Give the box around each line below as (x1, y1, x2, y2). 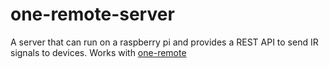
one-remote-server (10, 3, 175, 26)
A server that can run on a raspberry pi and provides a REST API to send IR (10, 36, 319, 48)
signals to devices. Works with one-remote (10, 46, 187, 58)
